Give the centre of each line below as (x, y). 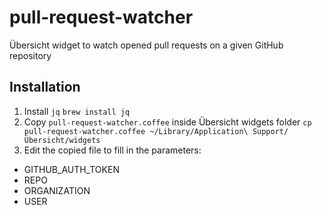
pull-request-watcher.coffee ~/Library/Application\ (136, 131)
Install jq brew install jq (77, 111)
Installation (45, 87)
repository (30, 55)
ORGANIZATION (57, 190)
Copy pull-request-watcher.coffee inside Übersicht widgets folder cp (167, 122)
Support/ (270, 131)
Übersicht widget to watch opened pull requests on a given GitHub (146, 45)
